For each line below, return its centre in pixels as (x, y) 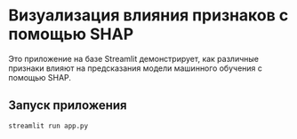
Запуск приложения (68, 106)
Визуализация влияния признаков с (148, 15)
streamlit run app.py (48, 126)
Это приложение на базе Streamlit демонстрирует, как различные (134, 58)
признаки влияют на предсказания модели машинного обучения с (136, 68)
